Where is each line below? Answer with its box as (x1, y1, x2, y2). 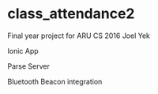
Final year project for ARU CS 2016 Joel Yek (7, 31, 151, 40)
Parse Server (7, 61, 51, 71)
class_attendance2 (7, 5, 135, 23)
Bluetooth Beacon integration (7, 77, 103, 86)
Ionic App (7, 46, 39, 55)
